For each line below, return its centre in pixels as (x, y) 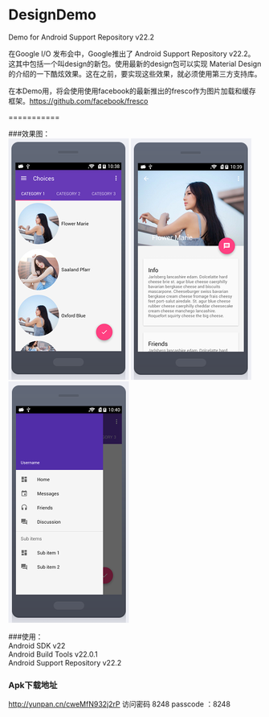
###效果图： (29, 134)
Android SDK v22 (37, 645)
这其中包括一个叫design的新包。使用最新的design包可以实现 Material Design (135, 64)
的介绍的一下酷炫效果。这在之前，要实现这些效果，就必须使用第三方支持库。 (135, 73)
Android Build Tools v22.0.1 (53, 654)
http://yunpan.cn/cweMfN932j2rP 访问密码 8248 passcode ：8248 (120, 704)
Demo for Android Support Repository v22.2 (82, 37)
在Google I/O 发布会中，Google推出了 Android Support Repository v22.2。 (132, 53)
